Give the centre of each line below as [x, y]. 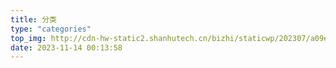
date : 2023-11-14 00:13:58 [66, 47]
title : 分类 [33, 19]
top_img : [28, 38]
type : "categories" [51, 29]
